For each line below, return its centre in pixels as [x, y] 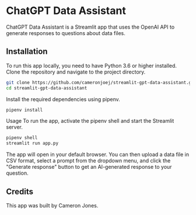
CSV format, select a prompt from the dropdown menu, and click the [88, 161]
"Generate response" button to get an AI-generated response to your [89, 167]
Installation [27, 52]
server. [15, 127]
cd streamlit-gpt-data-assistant [47, 88]
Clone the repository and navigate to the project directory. [76, 72]
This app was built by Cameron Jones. [52, 205]
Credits [20, 191]
